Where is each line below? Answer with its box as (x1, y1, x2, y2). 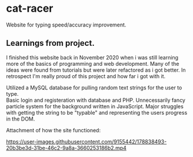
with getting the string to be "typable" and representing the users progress (6, 109, 188, 116)
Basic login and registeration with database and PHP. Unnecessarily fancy (6, 96, 185, 103)
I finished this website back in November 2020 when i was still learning (6, 54, 178, 61)
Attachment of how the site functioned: (6, 126, 101, 133)
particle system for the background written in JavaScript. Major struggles (6, 102, 184, 110)
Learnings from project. (6, 38, 95, 48)
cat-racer (6, 2, 54, 15)
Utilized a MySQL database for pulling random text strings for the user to (6, 84, 182, 91)
